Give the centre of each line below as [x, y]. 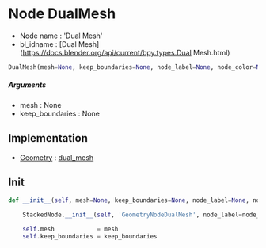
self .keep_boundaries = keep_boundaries [90, 237]
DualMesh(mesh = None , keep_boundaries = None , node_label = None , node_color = [133, 67]
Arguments [27, 85]
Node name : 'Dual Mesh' [61, 36]
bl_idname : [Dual [48, 44]
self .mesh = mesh [70, 229]
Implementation [48, 138]
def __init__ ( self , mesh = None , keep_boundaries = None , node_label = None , [129, 200]
